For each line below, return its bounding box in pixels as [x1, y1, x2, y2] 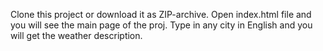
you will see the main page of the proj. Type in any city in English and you [10, 19, 313, 31]
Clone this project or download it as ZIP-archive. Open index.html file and [10, 9, 312, 20]
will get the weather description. [10, 30, 143, 41]
